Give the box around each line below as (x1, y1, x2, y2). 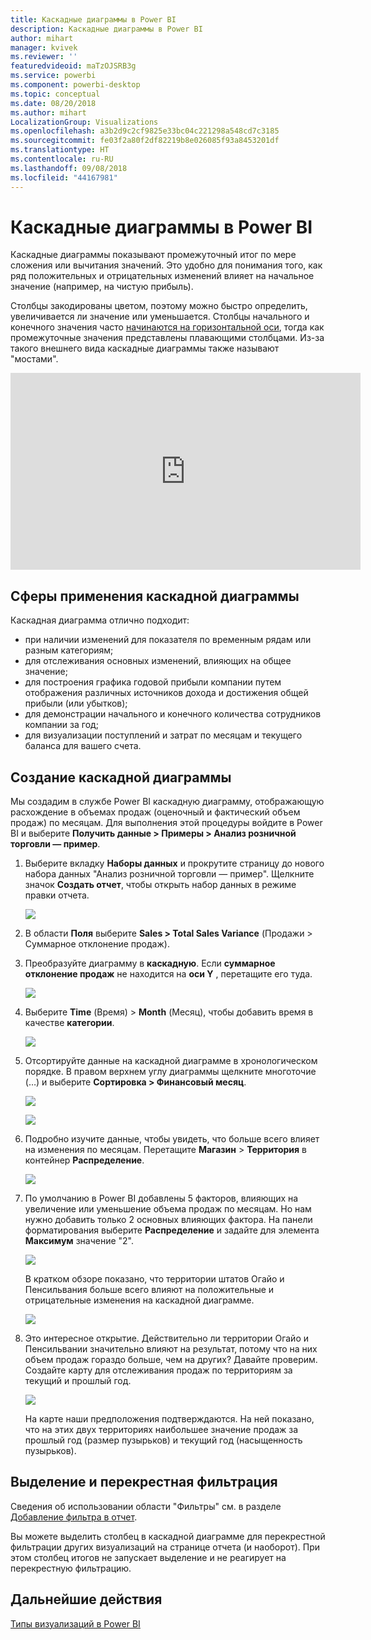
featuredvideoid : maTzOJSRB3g (10, 61, 137, 71)
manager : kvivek (10, 42, 78, 53)
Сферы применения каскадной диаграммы (10, 587, 300, 605)
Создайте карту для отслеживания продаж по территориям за (24, 1364, 293, 1376)
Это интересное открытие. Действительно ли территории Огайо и (24, 1332, 310, 1345)
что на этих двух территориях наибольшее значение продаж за (24, 1424, 299, 1436)
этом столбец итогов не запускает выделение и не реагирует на (10, 1551, 287, 1563)
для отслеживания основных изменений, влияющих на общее (24, 655, 292, 667)
